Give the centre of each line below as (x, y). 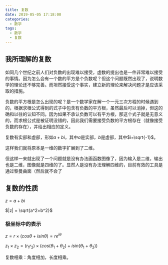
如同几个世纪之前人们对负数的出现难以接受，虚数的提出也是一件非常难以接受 (84, 72)
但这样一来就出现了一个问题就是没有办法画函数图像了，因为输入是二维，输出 (84, 158)
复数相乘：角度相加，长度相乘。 (38, 257)
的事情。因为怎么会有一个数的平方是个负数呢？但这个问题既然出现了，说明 (82, 78)
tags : (11, 28)
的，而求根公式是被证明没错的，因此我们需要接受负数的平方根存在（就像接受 (84, 120)
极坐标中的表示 (23, 224)
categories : (17, 19)
